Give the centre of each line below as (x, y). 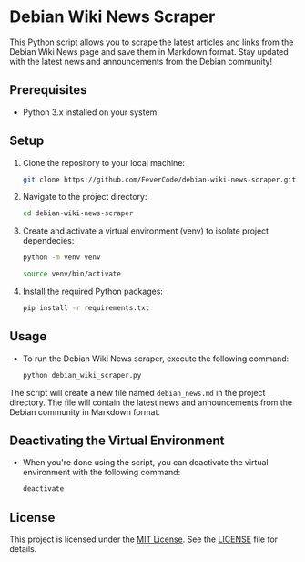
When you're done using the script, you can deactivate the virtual (145, 463)
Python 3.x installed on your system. (91, 112)
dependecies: (48, 241)
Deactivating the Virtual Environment (117, 441)
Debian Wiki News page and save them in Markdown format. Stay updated (149, 51)
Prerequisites (48, 90)
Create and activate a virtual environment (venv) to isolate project (146, 231)
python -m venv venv (61, 257)
